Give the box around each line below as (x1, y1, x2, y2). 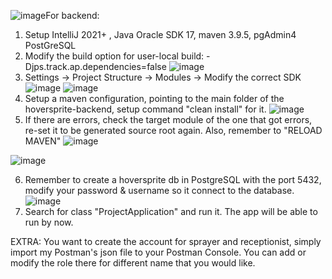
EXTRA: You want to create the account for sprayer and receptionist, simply (10, 236, 322, 247)
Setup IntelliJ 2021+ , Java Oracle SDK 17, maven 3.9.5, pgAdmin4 (24, 29, 297, 40)
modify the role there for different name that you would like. (10, 257, 256, 269)
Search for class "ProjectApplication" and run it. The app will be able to (24, 206, 318, 217)
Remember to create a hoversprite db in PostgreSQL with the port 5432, (24, 174, 322, 185)
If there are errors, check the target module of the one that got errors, (24, 114, 313, 125)
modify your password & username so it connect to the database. (24, 185, 295, 196)
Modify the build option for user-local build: (24, 50, 205, 62)
